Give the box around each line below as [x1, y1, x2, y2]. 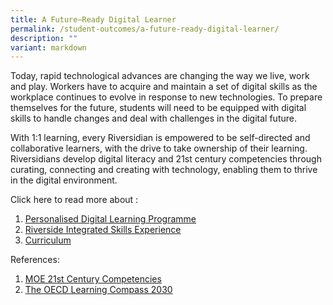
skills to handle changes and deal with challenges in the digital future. [10, 112, 297, 125]
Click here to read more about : [10, 194, 139, 206]
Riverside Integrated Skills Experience [24, 224, 182, 236]
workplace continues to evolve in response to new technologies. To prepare [10, 91, 323, 103]
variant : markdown [10, 42, 87, 53]
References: [10, 254, 60, 266]
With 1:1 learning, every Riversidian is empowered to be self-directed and [10, 132, 311, 144]
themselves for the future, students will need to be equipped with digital [10, 102, 307, 114]
